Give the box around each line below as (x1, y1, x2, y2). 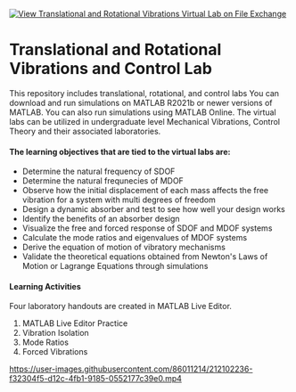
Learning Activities (9, 281, 82, 291)
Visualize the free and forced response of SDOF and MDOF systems (21, 223, 273, 233)
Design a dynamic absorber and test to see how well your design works (21, 204, 285, 215)
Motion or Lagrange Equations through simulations (21, 261, 209, 272)
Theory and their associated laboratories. (9, 126, 161, 136)
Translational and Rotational (9, 40, 222, 60)
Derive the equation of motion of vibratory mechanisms (21, 241, 226, 253)
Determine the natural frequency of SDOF (21, 166, 176, 177)
